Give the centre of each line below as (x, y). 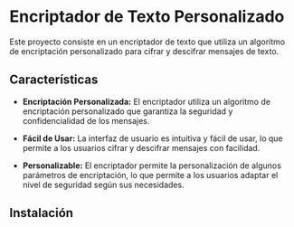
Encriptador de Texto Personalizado (147, 17)
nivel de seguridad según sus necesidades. (103, 184)
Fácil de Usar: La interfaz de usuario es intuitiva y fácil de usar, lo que (152, 138)
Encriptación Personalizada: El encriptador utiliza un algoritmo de (147, 101)
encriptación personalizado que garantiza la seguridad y (128, 111)
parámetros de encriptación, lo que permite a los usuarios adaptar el (150, 175)
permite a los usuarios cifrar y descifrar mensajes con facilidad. (141, 147)
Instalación (42, 213)
